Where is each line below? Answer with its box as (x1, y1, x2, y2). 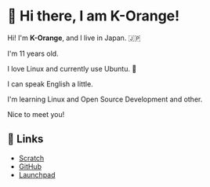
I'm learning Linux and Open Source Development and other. (7, 94, 203, 104)
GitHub (18, 161, 42, 171)
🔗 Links (7, 133, 44, 146)
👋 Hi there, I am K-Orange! (7, 7, 180, 25)
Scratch (18, 153, 45, 163)
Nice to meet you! (7, 109, 65, 119)
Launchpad (18, 170, 56, 179)
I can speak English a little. (7, 79, 93, 89)
